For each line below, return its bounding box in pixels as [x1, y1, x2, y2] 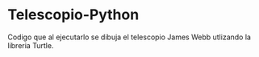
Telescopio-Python [7, 6, 140, 24]
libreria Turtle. [7, 40, 54, 50]
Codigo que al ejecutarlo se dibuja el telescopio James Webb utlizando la [7, 32, 252, 42]
